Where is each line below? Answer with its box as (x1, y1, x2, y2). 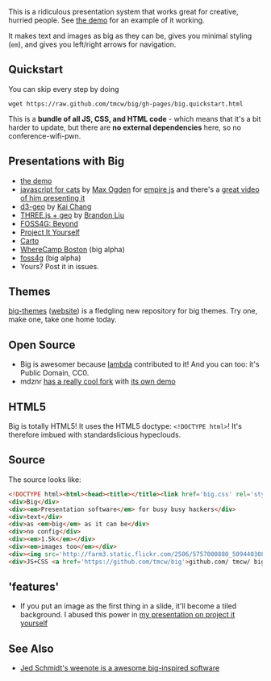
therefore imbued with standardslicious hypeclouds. (8, 430, 181, 440)
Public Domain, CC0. (19, 368, 90, 378)
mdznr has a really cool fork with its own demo (19, 376, 176, 386)
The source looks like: (8, 475, 82, 484)
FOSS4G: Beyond (19, 218, 79, 228)
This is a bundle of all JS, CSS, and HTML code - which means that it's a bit (8, 114, 261, 123)
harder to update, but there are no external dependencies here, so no (8, 122, 242, 132)
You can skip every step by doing (8, 84, 119, 93)
